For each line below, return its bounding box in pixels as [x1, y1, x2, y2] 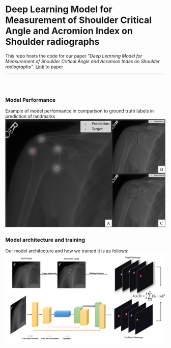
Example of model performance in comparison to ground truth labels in [5, 108, 154, 114]
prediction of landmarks [5, 113, 55, 120]
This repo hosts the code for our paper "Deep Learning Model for [5, 52, 142, 59]
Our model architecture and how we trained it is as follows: [5, 248, 129, 254]
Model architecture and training [5, 236, 85, 243]
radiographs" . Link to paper [5, 64, 64, 70]
